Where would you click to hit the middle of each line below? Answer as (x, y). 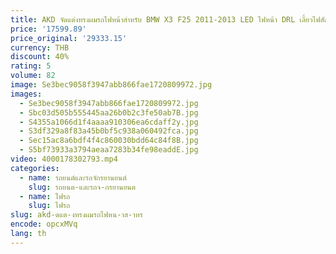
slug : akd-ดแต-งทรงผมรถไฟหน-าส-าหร (76, 215)
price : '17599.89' (48, 29)
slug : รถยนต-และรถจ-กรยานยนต (82, 187)
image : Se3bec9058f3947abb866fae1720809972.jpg (111, 85)
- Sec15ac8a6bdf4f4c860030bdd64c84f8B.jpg (109, 141)
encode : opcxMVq (44, 224)
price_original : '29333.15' (69, 38)
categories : (35, 168)
